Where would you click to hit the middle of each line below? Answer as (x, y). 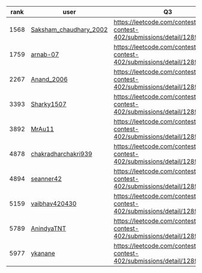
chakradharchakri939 (62, 154)
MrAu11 (42, 129)
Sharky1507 (49, 104)
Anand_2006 (49, 79)
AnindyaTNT (48, 228)
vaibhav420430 (54, 203)
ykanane (43, 253)
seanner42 (46, 179)
